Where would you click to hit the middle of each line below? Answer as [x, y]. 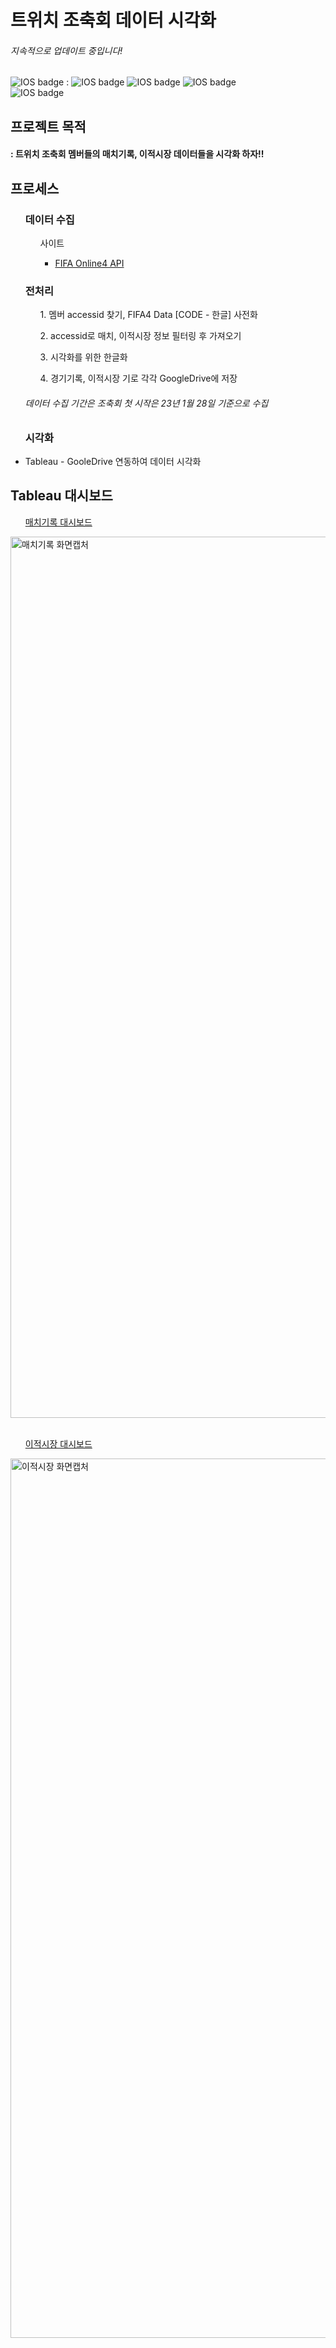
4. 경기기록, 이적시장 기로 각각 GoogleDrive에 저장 [138, 378]
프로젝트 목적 [48, 126]
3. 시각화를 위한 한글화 [83, 357]
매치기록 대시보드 [58, 522]
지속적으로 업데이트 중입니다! [66, 50]
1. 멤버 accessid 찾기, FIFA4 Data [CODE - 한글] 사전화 [148, 315]
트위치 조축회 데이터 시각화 [113, 20]
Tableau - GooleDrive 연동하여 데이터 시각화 [113, 461]
